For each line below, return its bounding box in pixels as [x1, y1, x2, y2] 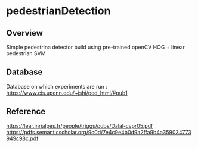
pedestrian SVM [6, 50, 46, 57]
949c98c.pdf [6, 135, 39, 142]
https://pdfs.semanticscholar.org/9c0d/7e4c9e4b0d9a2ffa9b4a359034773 [6, 128, 192, 136]
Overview [6, 28, 44, 38]
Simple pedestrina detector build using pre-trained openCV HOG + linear [6, 43, 185, 51]
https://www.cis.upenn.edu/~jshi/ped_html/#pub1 [6, 89, 128, 96]
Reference [6, 106, 46, 116]
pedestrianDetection [6, 4, 111, 18]
